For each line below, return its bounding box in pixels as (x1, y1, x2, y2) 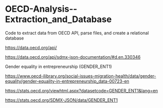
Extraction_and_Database (5, 14, 112, 25)
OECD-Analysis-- (5, 3, 78, 15)
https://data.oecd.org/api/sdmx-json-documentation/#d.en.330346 (5, 54, 141, 60)
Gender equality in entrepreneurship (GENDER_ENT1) (5, 64, 112, 69)
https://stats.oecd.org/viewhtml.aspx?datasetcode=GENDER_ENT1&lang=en (5, 87, 158, 93)
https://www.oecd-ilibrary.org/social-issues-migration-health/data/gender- (5, 73, 156, 79)
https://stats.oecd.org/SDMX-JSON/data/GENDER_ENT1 (5, 97, 118, 103)
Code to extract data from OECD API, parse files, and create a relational (5, 30, 149, 36)
